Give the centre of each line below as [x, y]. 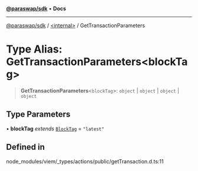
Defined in [26, 147]
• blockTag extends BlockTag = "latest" [55, 129]
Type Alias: [34, 49]
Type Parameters [38, 114]
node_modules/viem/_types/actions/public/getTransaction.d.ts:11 [85, 161]
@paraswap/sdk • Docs [36, 9]
